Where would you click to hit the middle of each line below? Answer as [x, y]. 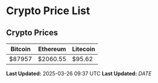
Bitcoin [21, 49]
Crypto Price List [48, 11]
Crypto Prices [32, 33]
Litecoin [83, 49]
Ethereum [52, 49]
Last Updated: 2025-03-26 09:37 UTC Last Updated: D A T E [79, 74]
